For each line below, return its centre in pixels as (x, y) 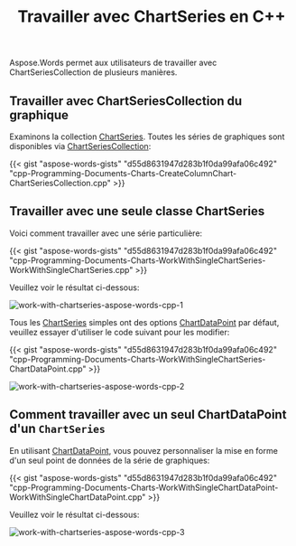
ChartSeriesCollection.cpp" (60, 183)
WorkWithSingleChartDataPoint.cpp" (78, 497)
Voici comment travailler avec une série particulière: (106, 233)
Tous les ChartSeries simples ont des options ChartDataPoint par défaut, (144, 322)
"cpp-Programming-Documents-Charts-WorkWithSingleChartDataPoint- (144, 487)
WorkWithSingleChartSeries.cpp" (71, 269)
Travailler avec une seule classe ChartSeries (137, 211)
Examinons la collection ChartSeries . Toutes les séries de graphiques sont (147, 136)
